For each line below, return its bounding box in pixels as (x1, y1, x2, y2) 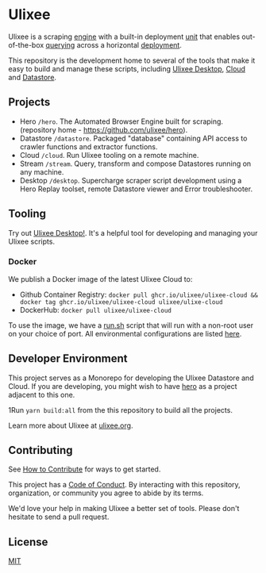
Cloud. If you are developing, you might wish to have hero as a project (8, 381, 237, 390)
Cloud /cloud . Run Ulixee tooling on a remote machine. (19, 150, 199, 160)
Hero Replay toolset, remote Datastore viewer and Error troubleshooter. (19, 184, 253, 194)
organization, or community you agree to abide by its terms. (8, 488, 204, 498)
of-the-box (8, 40, 44, 49)
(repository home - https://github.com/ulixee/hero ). (19, 125, 188, 134)
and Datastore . (8, 72, 57, 82)
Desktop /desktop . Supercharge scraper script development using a (19, 175, 242, 185)
